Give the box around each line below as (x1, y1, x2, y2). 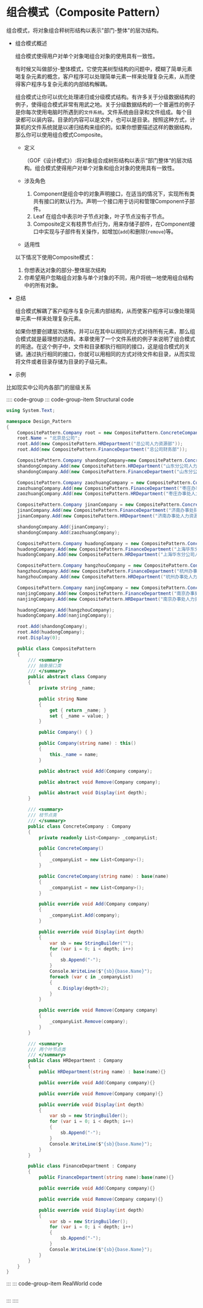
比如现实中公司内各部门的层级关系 (6, 384, 91, 391)
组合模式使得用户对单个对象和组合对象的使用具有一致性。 (34, 164, 178, 171)
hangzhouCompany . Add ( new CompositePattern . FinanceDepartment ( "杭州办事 (17, 568, 198, 575)
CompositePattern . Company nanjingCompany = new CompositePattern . (17, 584, 188, 590)
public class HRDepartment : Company (28, 1058, 123, 1064)
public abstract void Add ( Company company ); (38, 768, 153, 774)
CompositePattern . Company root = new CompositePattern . (17, 430, 161, 436)
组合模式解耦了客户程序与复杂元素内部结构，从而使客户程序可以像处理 (14, 307, 190, 315)
